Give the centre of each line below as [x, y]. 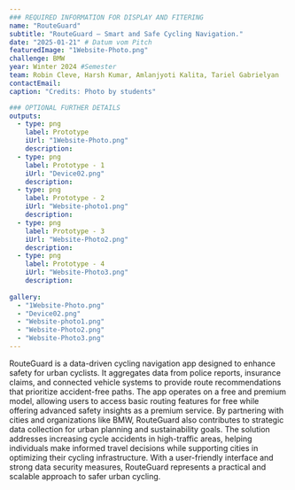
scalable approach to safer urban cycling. [85, 476]
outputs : [25, 116]
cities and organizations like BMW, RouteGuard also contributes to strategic [147, 420]
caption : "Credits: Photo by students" [83, 91]
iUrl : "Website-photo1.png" [77, 206]
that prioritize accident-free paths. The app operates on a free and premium [147, 392]
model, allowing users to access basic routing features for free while [134, 401]
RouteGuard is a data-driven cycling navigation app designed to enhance [143, 363]
